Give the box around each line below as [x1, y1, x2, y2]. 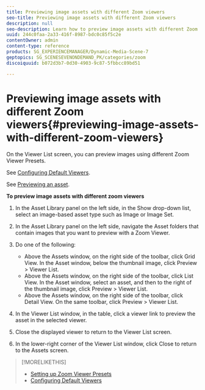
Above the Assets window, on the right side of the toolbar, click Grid [24, 253, 195, 260]
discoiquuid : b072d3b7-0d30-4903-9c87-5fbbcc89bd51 [6, 60, 140, 66]
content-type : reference [6, 43, 70, 49]
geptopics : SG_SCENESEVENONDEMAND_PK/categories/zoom [6, 54, 146, 60]
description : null [6, 20, 53, 26]
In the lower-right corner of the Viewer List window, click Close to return [15, 340, 197, 348]
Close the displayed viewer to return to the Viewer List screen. [15, 328, 172, 336]
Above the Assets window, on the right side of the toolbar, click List [24, 272, 194, 280]
